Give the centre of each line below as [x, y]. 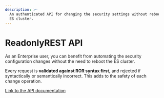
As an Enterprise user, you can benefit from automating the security [73, 56]
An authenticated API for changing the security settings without [78, 14]
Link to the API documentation [35, 91]
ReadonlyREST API [44, 43]
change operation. [24, 81]
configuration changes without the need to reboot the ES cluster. [70, 61]
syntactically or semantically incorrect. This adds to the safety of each [76, 76]
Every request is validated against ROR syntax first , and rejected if [73, 71]
